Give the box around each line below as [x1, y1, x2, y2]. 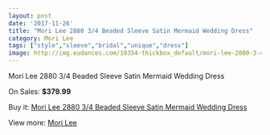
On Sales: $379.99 [8, 87, 72, 96]
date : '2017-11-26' [8, 19, 74, 27]
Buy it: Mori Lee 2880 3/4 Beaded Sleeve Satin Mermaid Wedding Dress [8, 102, 247, 112]
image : [8, 49, 31, 57]
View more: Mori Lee [8, 118, 78, 127]
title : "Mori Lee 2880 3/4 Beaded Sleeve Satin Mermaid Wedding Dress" [8, 27, 253, 35]
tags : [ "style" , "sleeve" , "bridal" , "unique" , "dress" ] [8, 42, 189, 50]
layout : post [8, 11, 52, 20]
